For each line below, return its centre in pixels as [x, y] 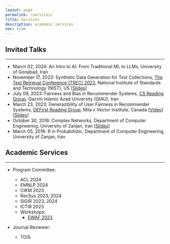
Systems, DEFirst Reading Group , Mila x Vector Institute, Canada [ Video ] [88, 109]
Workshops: [33, 212]
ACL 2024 [31, 179]
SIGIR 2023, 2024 [39, 201]
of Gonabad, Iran [30, 72]
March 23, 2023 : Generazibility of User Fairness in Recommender [81, 104]
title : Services [22, 19]
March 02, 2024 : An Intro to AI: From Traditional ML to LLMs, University [87, 66]
